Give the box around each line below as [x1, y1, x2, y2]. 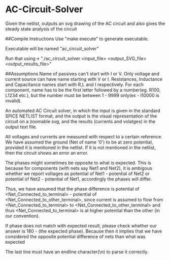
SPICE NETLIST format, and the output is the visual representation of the [5, 113, 157, 119]
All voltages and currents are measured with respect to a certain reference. [5, 133, 162, 139]
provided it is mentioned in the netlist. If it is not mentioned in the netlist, [5, 144, 156, 151]
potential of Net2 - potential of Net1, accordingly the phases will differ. [5, 176, 152, 182]
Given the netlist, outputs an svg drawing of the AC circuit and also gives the [5, 20, 165, 26]
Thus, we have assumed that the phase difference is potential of [5, 186, 140, 192]
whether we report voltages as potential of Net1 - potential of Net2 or [5, 170, 150, 177]
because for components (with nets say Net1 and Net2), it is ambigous [5, 165, 152, 171]
